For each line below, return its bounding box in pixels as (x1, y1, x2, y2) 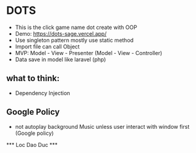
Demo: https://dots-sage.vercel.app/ (15, 30, 107, 37)
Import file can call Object (15, 43, 80, 50)
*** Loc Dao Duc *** (6, 141, 58, 148)
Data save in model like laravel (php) (15, 56, 106, 63)
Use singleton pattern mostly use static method (15, 36, 134, 44)
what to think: (6, 73, 59, 83)
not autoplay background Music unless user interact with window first (15, 123, 190, 130)
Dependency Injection (15, 89, 70, 97)
